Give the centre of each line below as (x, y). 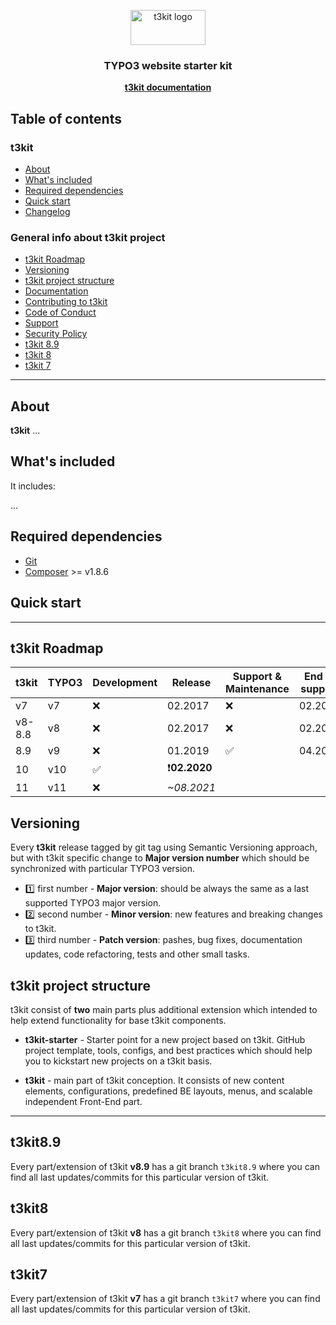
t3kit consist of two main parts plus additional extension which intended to (164, 1009)
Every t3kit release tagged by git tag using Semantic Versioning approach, (164, 847)
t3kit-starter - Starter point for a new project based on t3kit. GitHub (165, 1039)
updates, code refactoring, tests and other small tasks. (137, 954)
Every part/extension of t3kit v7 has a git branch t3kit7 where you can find (165, 1299)
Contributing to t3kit (66, 302)
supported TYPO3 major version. (93, 903)
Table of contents (66, 118)
